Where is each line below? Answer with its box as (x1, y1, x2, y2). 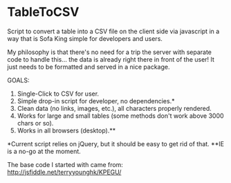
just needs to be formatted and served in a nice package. (7, 62, 170, 71)
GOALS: (7, 76, 30, 84)
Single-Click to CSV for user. (17, 89, 99, 98)
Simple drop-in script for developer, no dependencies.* (17, 96, 175, 105)
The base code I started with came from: (7, 160, 123, 168)
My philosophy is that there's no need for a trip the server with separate (7, 48, 212, 56)
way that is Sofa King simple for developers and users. (7, 34, 163, 42)
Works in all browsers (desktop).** (17, 126, 116, 134)
